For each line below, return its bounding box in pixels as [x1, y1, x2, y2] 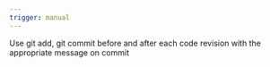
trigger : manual [9, 13, 70, 22]
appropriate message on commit [9, 46, 130, 58]
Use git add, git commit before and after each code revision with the [9, 38, 262, 48]
